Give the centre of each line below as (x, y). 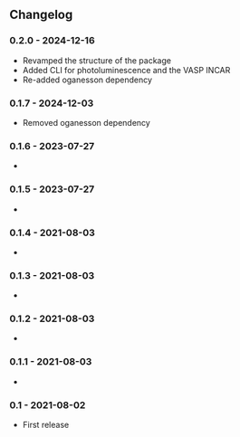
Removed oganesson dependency (86, 122)
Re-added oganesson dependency (87, 80)
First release (46, 425)
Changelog (41, 15)
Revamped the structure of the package (97, 60)
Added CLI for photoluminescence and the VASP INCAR (126, 70)
